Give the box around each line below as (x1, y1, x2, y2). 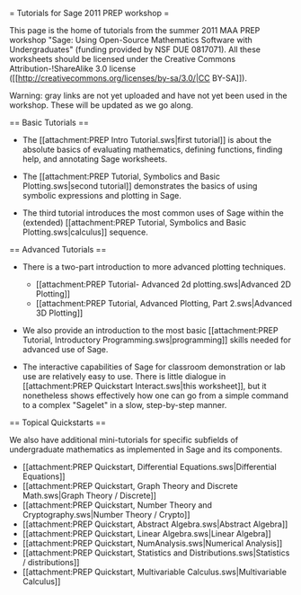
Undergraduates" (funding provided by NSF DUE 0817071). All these (9, 44, 261, 55)
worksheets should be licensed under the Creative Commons (9, 54, 236, 64)
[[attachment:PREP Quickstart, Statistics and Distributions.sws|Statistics (22, 547, 290, 558)
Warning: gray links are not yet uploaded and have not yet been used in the (9, 90, 288, 101)
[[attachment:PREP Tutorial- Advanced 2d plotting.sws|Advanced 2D (35, 279, 292, 289)
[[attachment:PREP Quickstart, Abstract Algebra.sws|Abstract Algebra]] (22, 519, 288, 529)
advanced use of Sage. (22, 344, 109, 354)
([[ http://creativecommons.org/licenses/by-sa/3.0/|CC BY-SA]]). (9, 73, 247, 84)
